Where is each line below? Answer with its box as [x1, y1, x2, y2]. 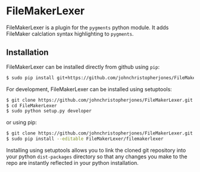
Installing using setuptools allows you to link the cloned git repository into [6, 147, 186, 154]
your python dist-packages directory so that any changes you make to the [6, 153, 187, 160]
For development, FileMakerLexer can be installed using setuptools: [6, 85, 173, 93]
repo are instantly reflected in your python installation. [6, 160, 139, 166]
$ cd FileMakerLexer [6, 102, 58, 108]
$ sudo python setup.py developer [6, 108, 92, 114]
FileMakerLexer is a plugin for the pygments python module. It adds [6, 24, 169, 31]
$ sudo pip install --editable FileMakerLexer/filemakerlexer [6, 136, 164, 142]
